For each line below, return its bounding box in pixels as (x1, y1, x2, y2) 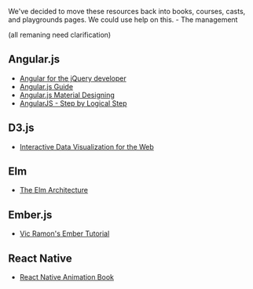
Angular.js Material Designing (19, 90, 115, 99)
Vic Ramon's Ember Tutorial (19, 229, 110, 238)
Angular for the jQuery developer (19, 74, 127, 83)
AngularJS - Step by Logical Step (19, 98, 127, 108)
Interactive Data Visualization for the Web (19, 142, 155, 151)
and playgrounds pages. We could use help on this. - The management (8, 15, 238, 24)
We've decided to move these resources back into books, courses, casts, (8, 7, 246, 16)
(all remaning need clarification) (8, 31, 112, 39)
